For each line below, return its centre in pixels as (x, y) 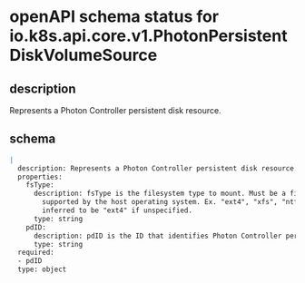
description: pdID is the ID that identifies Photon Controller (157, 236)
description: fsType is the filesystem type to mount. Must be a (159, 194)
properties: (40, 177)
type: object (42, 269)
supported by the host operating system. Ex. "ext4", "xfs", (160, 202)
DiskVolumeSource (84, 55)
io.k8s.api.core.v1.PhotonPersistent (148, 36)
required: (36, 253)
